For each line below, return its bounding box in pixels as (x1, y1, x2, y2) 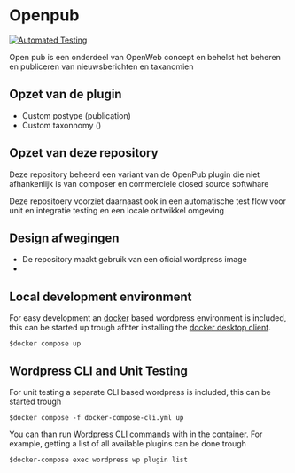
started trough (9, 396, 62, 407)
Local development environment (9, 289, 192, 304)
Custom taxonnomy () (21, 120, 102, 130)
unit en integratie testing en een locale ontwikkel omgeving (9, 205, 224, 215)
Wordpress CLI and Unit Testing (9, 363, 189, 378)
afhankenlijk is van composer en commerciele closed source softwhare (9, 178, 269, 189)
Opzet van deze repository (9, 145, 159, 160)
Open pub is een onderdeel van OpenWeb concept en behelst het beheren (9, 51, 281, 62)
